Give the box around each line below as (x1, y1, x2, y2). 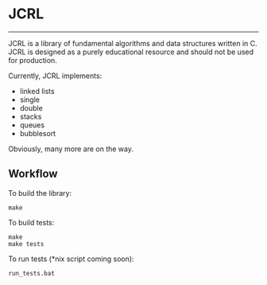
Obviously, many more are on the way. (8, 144, 133, 154)
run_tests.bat (8, 269, 56, 277)
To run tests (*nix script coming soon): (8, 254, 134, 264)
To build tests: (8, 217, 55, 227)
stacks (19, 111, 42, 121)
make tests (8, 240, 44, 248)
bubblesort (19, 128, 56, 138)
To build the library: (8, 188, 72, 197)
